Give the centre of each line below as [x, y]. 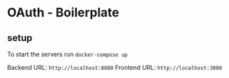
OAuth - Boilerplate [63, 13]
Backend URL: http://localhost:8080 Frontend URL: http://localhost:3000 [115, 67]
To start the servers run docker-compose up [67, 54]
